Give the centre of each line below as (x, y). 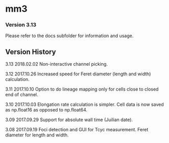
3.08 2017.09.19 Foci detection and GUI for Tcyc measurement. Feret (77, 130)
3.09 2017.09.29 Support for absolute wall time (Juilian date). (69, 120)
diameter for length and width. (37, 135)
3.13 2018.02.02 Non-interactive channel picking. (57, 64)
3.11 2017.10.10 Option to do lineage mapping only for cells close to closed (82, 89)
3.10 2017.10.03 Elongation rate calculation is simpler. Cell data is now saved (84, 104)
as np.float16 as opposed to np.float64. (46, 110)
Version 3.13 (21, 25)
